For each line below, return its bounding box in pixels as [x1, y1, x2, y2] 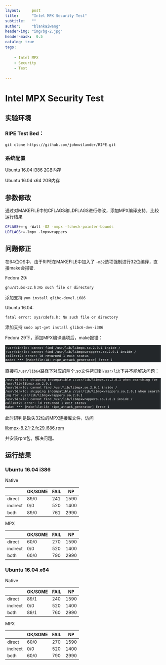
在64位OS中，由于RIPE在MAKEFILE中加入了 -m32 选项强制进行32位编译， [5, 259, 154, 265]
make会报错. [9, 265, 35, 270]
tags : [5, 45, 16, 50]
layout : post [5, 8, 41, 13]
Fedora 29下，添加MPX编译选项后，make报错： [5, 335, 103, 341]
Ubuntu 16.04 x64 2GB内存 [5, 178, 60, 184]
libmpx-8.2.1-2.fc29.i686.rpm [5, 425, 64, 431]
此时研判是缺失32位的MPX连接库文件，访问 [5, 415, 94, 421]
